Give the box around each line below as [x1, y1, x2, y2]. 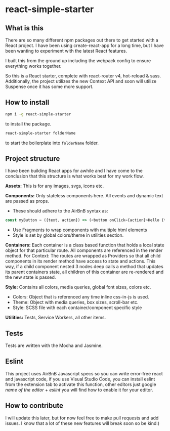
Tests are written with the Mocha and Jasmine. [5, 342, 103, 349]
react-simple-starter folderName [5, 131, 76, 136]
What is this [5, 24, 44, 32]
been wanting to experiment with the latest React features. [5, 48, 127, 54]
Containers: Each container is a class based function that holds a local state [5, 242, 164, 248]
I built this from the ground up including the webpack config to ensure [5, 58, 151, 64]
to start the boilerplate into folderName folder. [5, 140, 99, 146]
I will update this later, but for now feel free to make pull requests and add [5, 415, 159, 421]
